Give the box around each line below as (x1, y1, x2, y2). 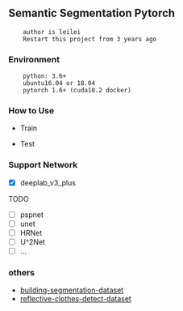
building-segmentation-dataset (19, 285, 124, 295)
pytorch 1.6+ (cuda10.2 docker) (23, 87, 131, 95)
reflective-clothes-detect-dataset (19, 294, 131, 304)
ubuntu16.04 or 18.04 (23, 79, 95, 87)
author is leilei (23, 28, 81, 36)
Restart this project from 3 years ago (23, 35, 157, 43)
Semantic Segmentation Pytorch (8, 6, 176, 20)
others (8, 267, 35, 278)
